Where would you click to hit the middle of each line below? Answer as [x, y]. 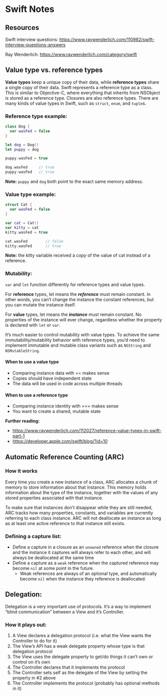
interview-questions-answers [35, 45]
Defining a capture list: [33, 536]
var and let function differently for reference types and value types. [75, 284]
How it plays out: [26, 625]
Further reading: [22, 421]
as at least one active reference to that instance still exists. [65, 523]
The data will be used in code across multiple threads [67, 383]
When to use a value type [32, 362]
